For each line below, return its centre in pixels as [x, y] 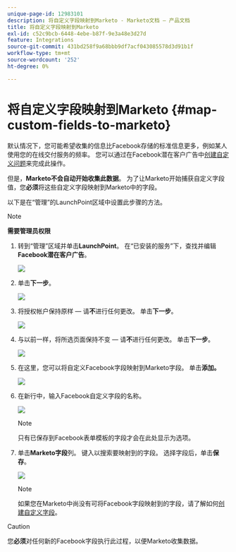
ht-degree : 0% [28, 66]
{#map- [194, 109]
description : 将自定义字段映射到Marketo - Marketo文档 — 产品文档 [99, 20]
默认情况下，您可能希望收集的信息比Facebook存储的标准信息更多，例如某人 [117, 145]
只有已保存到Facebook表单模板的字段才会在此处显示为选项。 [106, 438]
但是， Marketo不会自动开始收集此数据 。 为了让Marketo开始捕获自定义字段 [116, 178]
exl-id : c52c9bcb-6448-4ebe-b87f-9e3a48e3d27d [77, 34]
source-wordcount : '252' [44, 60]
